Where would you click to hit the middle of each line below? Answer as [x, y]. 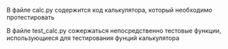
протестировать [31, 17]
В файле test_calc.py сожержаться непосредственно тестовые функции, [114, 31]
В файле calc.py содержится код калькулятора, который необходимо [109, 10]
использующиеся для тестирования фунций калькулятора [93, 38]
